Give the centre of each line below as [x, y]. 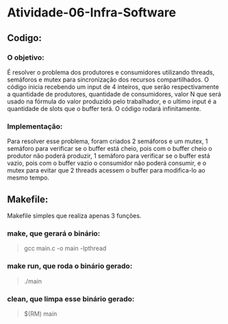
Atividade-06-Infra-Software [92, 13]
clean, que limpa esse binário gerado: [71, 299]
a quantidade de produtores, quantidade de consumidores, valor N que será [114, 94]
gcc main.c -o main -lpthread [65, 249]
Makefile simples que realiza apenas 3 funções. [74, 215]
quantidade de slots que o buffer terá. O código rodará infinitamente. [104, 108]
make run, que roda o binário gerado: [70, 266]
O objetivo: [26, 58]
